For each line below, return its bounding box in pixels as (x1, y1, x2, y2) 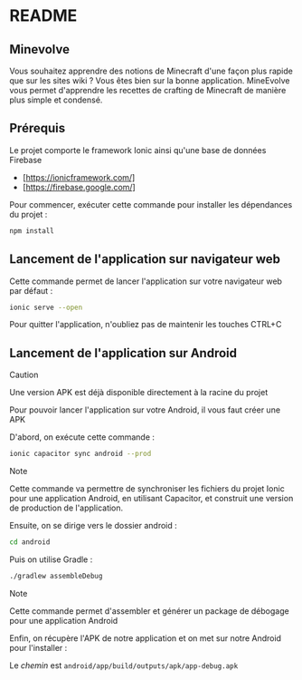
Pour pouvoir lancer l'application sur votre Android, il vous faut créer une (9, 404, 281, 415)
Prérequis (9, 121, 66, 136)
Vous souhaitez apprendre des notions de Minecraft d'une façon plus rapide (9, 65, 294, 76)
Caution (9, 369, 39, 381)
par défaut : (9, 285, 53, 296)
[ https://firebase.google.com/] (22, 181, 136, 192)
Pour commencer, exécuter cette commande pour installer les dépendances (9, 199, 293, 209)
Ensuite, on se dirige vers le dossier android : (9, 520, 178, 531)
